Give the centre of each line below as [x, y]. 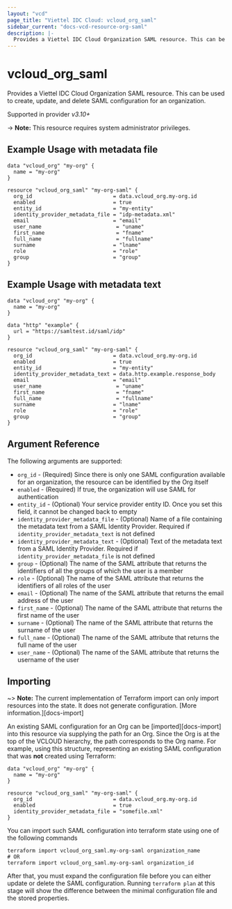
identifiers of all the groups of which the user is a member [100, 571]
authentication [38, 496]
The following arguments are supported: [65, 461]
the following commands [42, 838]
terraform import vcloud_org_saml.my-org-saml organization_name [103, 851]
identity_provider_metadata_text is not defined [86, 533]
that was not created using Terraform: [62, 756]
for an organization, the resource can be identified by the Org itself [113, 482]
